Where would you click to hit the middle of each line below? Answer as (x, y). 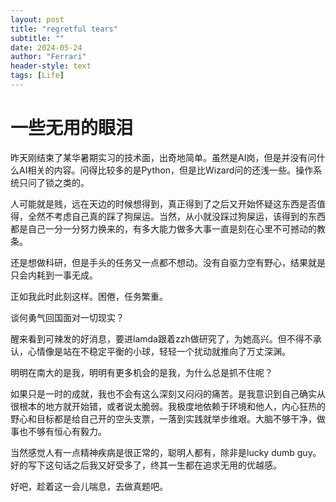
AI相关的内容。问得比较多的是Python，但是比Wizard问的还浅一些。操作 (166, 170)
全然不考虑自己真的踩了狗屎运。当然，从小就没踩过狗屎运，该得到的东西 (176, 216)
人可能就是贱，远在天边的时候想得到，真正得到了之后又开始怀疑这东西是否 (163, 203)
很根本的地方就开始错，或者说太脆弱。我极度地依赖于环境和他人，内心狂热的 (168, 406)
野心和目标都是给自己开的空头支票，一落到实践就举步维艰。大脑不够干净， (163, 418)
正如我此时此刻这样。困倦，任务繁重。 (89, 296)
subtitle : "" (37, 38)
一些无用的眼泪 (72, 128)
